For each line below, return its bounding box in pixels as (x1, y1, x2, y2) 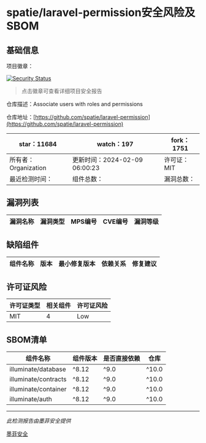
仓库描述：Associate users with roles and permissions (6, 101, 143, 107)
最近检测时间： (9, 175, 53, 183)
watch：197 (97, 140, 134, 148)
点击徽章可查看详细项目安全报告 (21, 87, 102, 94)
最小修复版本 (58, 259, 96, 268)
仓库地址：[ (6, 114, 36, 120)
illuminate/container (9, 385, 67, 393)
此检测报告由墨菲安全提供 (6, 417, 71, 425)
